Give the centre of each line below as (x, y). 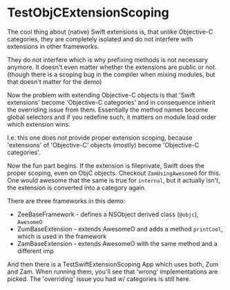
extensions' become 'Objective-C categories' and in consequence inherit (111, 102)
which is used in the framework (62, 236)
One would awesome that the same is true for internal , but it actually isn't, (114, 180)
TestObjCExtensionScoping (88, 13)
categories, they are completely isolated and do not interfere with (100, 39)
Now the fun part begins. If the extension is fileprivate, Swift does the (106, 165)
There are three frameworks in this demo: (66, 200)
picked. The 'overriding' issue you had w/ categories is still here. (99, 279)
